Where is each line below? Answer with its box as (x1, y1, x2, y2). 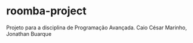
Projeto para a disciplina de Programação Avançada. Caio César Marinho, (6, 24, 187, 31)
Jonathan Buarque (6, 30, 52, 37)
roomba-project (6, 4, 87, 18)
